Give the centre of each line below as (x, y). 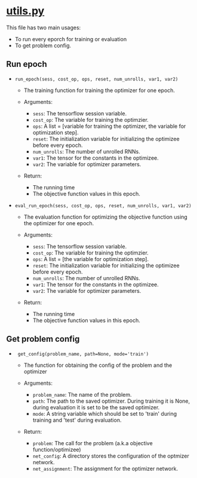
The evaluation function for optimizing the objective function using (106, 217)
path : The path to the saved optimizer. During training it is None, (111, 401)
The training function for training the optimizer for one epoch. (99, 90)
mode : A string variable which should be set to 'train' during (105, 413)
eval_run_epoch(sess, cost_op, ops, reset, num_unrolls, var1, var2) (103, 206)
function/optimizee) (57, 449)
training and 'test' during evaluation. (77, 420)
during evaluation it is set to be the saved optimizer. (96, 407)
